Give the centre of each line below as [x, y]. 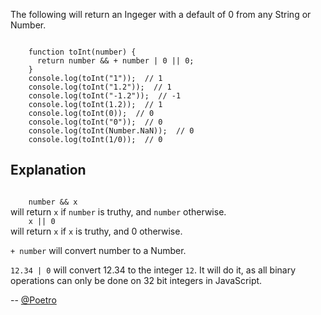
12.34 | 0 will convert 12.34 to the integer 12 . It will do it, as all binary [153, 270]
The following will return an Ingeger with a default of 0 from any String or [161, 14]
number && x [53, 202]
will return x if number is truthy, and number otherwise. [118, 211]
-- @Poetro [33, 300]
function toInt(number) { [82, 52]
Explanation [48, 170]
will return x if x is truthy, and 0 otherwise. [96, 231]
